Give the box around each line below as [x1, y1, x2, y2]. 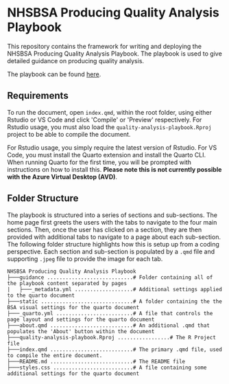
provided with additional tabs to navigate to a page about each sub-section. [7, 232, 221, 241]
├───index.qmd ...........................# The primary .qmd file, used [7, 346, 223, 353]
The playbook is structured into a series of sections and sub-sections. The [7, 211, 218, 219]
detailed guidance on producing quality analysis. [7, 56, 145, 65]
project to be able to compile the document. [7, 130, 131, 138]
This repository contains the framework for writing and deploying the [7, 42, 202, 50]
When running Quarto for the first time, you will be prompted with [7, 158, 192, 166]
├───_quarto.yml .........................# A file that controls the [7, 310, 213, 317]
